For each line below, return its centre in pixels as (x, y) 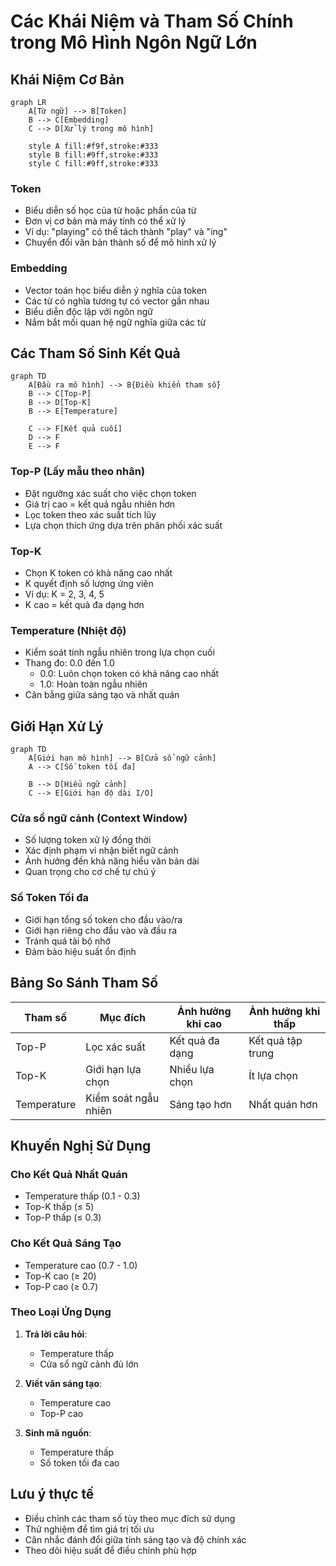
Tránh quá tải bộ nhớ (67, 941)
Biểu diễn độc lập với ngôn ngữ (88, 311)
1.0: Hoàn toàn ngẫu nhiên (93, 684)
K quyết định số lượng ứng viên (89, 583)
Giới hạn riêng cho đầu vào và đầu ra (101, 930)
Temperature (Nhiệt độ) (68, 630)
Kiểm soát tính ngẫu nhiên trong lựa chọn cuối (119, 652)
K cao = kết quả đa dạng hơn (84, 604)
